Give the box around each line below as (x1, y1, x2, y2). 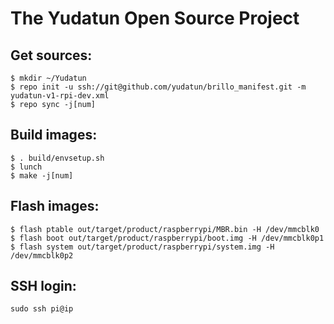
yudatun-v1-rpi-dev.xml (10, 91, 110, 101)
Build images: (10, 127, 98, 144)
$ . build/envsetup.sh (10, 153, 105, 163)
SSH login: (10, 278, 77, 295)
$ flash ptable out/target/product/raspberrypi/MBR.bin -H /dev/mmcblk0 (10, 224, 320, 234)
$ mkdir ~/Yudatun (10, 73, 87, 83)
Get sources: (10, 47, 93, 64)
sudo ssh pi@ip (10, 304, 74, 314)
